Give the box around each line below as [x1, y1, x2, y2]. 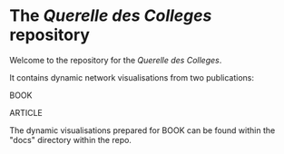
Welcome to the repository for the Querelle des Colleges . [9, 54, 222, 65]
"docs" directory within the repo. [9, 134, 132, 145]
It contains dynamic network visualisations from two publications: [9, 72, 254, 82]
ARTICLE [9, 107, 44, 118]
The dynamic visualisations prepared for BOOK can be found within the [9, 124, 276, 136]
